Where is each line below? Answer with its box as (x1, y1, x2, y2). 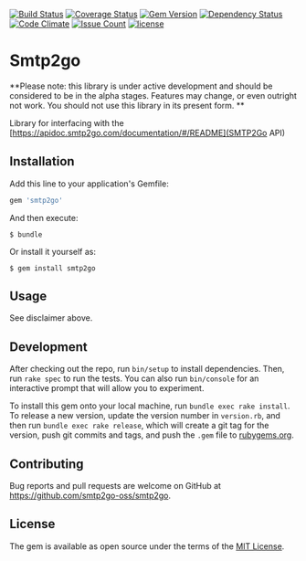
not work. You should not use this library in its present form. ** (9, 100, 245, 111)
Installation (9, 153, 75, 169)
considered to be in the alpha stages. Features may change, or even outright (9, 90, 297, 101)
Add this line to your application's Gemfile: (9, 178, 169, 189)
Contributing (9, 456, 84, 471)
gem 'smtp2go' (9, 196, 64, 205)
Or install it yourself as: (9, 246, 96, 257)
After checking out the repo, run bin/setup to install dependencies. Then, (9, 364, 285, 375)
